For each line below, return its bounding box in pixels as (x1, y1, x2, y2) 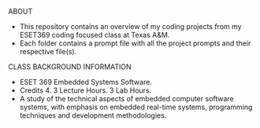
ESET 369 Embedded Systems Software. (19, 78, 152, 86)
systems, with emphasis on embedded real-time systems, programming (19, 102, 253, 112)
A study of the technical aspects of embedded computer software (19, 94, 234, 103)
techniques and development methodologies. (19, 111, 167, 120)
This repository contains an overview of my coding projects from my (19, 22, 242, 31)
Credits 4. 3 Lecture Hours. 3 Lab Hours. (19, 86, 152, 95)
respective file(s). (19, 47, 77, 56)
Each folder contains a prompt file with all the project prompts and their (19, 38, 251, 48)
